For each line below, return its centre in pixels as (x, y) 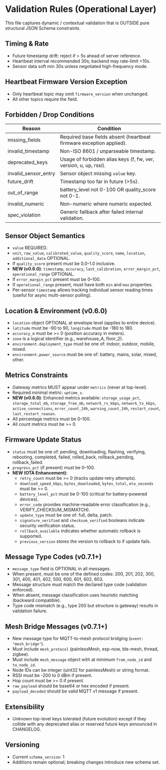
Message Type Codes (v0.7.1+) (53, 557)
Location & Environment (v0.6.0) (56, 311)
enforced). (23, 590)
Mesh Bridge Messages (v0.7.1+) (56, 626)
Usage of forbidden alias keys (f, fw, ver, (107, 159)
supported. (31, 536)
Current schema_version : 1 (38, 757)
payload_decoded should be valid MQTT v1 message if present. (75, 691)
